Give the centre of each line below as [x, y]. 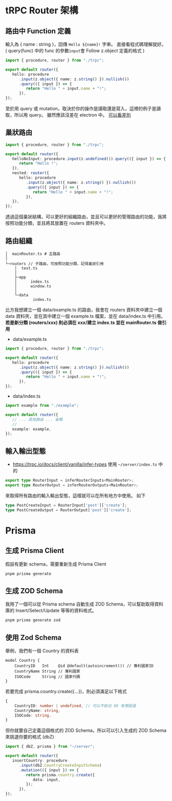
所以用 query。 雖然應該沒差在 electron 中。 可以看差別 [73, 115]
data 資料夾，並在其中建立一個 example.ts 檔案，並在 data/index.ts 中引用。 [85, 316]
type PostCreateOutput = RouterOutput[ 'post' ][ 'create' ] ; [68, 510]
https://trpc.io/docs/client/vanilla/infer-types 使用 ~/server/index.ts [85, 464]
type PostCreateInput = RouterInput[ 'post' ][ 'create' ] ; [66, 505]
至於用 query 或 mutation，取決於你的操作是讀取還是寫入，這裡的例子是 [81, 109]
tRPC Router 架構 [42, 10]
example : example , [32, 429]
